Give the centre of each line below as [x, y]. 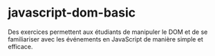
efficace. [20, 46]
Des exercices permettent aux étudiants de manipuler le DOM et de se [108, 32]
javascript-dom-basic [72, 13]
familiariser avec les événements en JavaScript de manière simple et [105, 39]
